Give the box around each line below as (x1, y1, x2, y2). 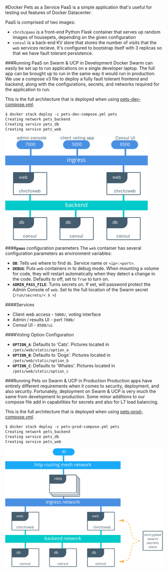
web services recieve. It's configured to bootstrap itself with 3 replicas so (12, 45, 162, 51)
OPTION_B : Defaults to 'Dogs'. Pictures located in (12, 352, 111, 358)
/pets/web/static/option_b (12, 358, 69, 363)
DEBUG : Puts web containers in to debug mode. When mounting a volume (12, 265, 159, 271)
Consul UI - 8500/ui (12, 322, 53, 328)
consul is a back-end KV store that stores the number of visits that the (12, 40, 156, 46)
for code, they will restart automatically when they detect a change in (12, 271, 155, 277)
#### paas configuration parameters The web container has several (5, 245, 141, 251)
